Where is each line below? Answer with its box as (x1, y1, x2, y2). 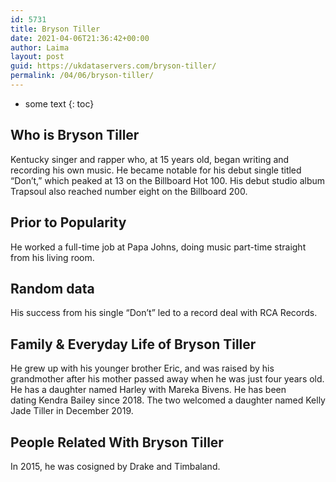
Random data (10, 280, 95, 297)
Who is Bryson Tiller (10, 127, 140, 144)
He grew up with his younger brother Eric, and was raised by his (10, 362, 275, 375)
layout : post (10, 52, 65, 62)
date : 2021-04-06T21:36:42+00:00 (10, 33, 150, 43)
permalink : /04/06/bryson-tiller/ (10, 71, 155, 81)
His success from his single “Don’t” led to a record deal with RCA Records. (10, 307, 318, 319)
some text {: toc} (24, 97, 95, 110)
